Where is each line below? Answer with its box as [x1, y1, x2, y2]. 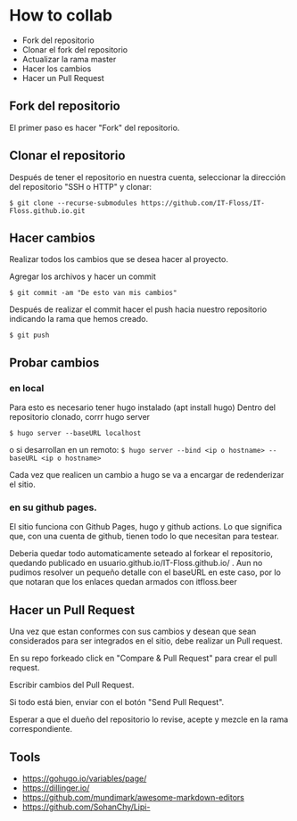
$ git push [9, 331, 50, 340]
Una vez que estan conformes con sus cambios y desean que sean [9, 626, 257, 637]
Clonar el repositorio [9, 148, 126, 163]
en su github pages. [9, 501, 98, 513]
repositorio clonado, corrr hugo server [9, 412, 150, 423]
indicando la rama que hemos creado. [9, 314, 149, 324]
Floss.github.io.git [9, 206, 87, 215]
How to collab [9, 5, 113, 26]
